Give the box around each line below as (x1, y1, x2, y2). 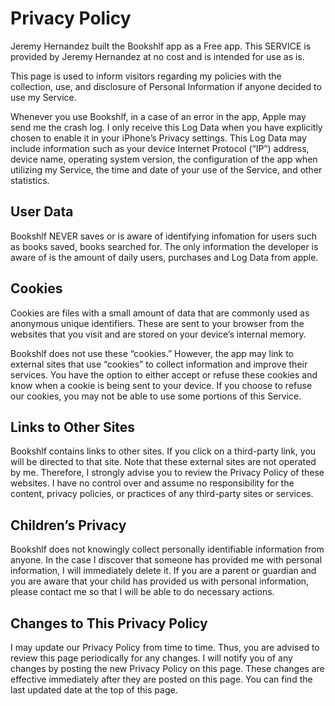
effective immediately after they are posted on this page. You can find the (10, 673, 313, 685)
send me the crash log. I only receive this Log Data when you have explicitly (10, 121, 323, 133)
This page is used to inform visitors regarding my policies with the (10, 70, 282, 82)
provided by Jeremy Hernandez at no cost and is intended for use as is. (10, 50, 305, 62)
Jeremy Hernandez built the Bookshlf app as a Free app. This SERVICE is (10, 40, 312, 52)
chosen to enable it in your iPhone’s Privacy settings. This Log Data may (10, 132, 307, 144)
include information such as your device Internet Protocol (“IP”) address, (10, 142, 310, 154)
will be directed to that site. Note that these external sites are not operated (10, 456, 317, 468)
